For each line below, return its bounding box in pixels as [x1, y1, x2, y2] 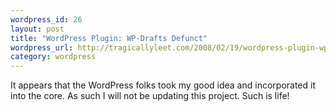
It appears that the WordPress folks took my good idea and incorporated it [10, 79, 316, 91]
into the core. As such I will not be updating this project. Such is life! [10, 90, 290, 102]
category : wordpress [10, 52, 97, 62]
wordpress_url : [10, 42, 74, 53]
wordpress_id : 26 [10, 14, 83, 25]
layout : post [10, 24, 65, 34]
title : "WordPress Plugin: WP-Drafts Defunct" [10, 33, 208, 43]
